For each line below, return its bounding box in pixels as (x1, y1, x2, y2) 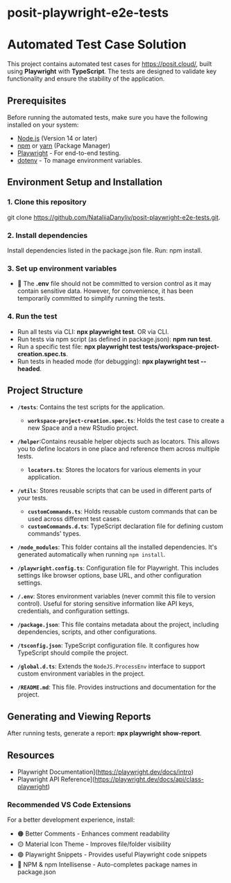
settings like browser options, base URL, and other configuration (17, 571, 202, 580)
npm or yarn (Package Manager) (17, 141, 111, 150)
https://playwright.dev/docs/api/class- (94, 774, 205, 783)
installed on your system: (7, 120, 79, 129)
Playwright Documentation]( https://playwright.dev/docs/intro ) (17, 767, 194, 776)
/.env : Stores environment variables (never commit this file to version (17, 592, 216, 600)
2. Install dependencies (7, 230, 88, 240)
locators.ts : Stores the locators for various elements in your (27, 466, 201, 474)
